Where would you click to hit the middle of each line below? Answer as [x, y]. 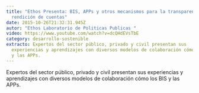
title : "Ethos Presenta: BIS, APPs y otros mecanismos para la [86, 11]
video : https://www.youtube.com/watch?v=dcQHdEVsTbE [73, 34]
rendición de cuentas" [39, 17]
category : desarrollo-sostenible [47, 39]
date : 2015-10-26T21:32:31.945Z [46, 22]
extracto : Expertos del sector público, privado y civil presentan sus [96, 45]
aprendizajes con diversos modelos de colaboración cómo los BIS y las [93, 78]
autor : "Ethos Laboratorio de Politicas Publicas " [71, 28]
